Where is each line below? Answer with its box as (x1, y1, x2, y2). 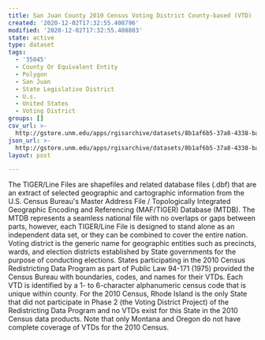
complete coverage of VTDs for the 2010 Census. (8, 323, 170, 332)
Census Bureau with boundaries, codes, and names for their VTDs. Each (8, 272, 244, 281)
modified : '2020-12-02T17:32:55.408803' (8, 26, 144, 34)
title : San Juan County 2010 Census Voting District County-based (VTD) (8, 11, 252, 20)
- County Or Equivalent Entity (15, 63, 118, 71)
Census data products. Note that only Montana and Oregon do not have (8, 314, 241, 324)
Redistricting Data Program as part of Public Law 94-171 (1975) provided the (8, 264, 255, 274)
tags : (8, 48, 26, 56)
